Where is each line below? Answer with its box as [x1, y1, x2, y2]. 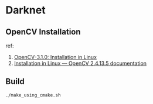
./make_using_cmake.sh [5, 92, 61, 98]
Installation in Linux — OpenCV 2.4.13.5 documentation [13, 60, 147, 67]
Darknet [5, 4, 46, 17]
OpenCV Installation [5, 27, 81, 37]
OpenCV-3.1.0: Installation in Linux [13, 54, 97, 60]
